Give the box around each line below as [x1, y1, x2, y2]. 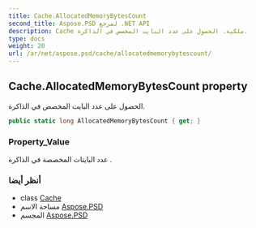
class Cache [19, 193, 62, 203]
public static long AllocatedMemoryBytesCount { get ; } [8, 117, 201, 125]
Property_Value [8, 136, 70, 147]
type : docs [8, 34, 45, 43]
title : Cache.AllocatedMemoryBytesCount [8, 11, 147, 20]
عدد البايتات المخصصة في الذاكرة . [8, 154, 113, 164]
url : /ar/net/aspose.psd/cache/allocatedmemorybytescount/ [8, 49, 212, 58]
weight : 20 [8, 42, 45, 50]
